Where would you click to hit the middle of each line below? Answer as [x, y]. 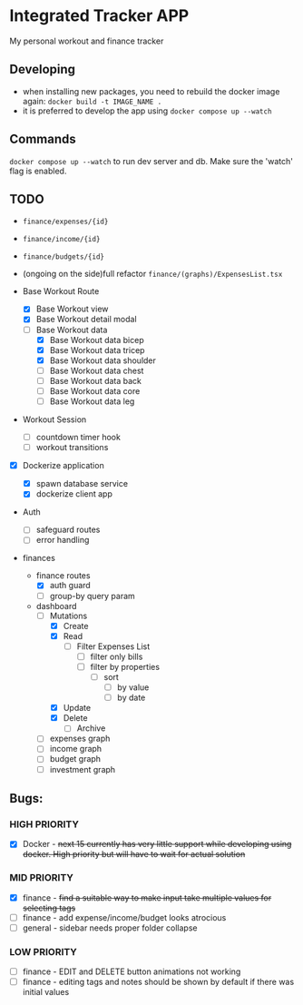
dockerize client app [74, 494]
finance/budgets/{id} [63, 257]
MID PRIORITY [42, 878]
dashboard [56, 606]
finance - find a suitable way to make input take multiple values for [147, 897]
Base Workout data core [95, 390]
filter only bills [117, 656]
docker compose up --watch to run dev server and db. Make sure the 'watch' [151, 161]
